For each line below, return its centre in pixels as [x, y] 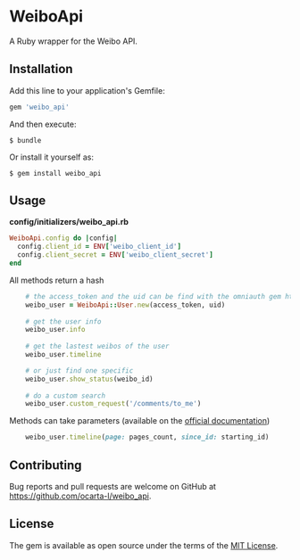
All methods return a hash [57, 280]
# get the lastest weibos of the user [97, 346]
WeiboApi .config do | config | [63, 238]
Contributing [46, 465]
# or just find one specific [79, 371]
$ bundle [25, 140]
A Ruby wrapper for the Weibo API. [74, 41]
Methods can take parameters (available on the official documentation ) [140, 421]
